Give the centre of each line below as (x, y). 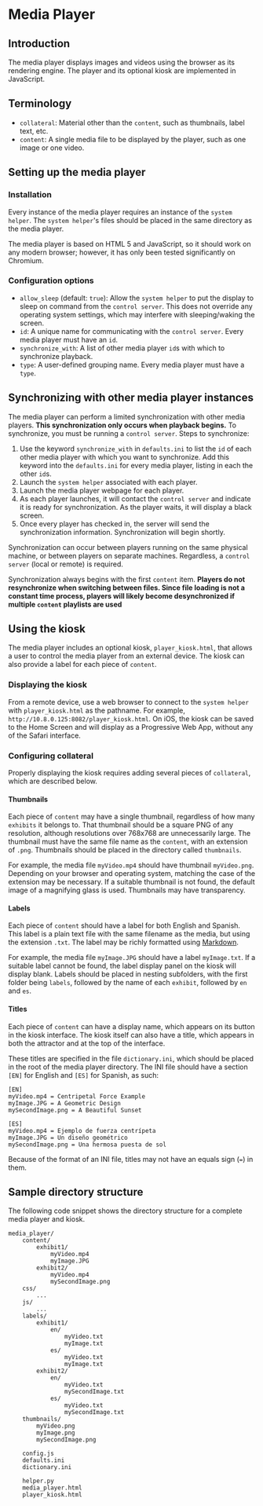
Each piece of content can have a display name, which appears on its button (131, 1026)
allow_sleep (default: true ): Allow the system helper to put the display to (136, 298)
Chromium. (26, 260)
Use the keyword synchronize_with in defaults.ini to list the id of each (135, 449)
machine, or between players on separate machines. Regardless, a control (129, 555)
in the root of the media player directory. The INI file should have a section (128, 1067)
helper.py (38, 1481)
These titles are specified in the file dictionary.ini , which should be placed (131, 1058)
